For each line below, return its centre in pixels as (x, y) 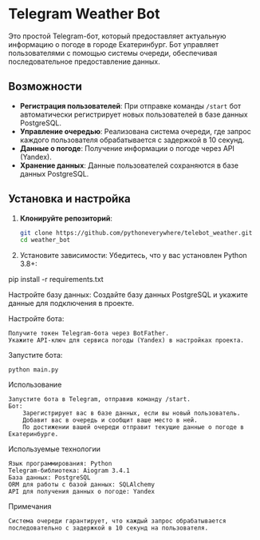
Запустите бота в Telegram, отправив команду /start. (100, 399)
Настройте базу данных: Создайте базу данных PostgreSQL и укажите (128, 295)
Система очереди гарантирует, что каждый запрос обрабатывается (117, 521)
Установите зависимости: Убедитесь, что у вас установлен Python (133, 256)
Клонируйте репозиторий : (66, 218)
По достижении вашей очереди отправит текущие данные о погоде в (134, 427)
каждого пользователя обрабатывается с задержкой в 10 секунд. (132, 140)
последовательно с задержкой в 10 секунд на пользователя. (108, 528)
